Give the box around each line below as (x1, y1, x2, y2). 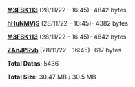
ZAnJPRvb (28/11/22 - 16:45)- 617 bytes (7, 46, 122, 54)
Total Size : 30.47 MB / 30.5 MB (7, 72, 96, 81)
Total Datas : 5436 (7, 59, 59, 68)
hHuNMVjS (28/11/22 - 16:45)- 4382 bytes (7, 19, 129, 27)
